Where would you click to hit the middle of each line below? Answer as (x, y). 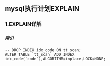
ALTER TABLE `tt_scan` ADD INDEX (40, 55)
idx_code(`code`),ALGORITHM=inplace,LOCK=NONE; (55, 59)
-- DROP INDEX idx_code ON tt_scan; (43, 50)
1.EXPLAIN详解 (23, 24)
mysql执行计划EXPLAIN (42, 9)
